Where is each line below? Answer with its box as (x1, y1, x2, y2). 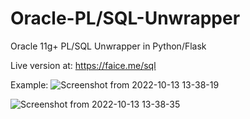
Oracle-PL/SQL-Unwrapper (10, 7, 241, 30)
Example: (10, 78, 49, 91)
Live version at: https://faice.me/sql (10, 59, 157, 71)
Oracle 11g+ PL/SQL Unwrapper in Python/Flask (10, 40, 207, 52)
